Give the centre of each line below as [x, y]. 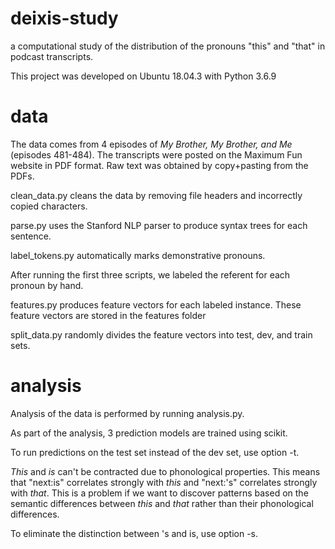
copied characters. [49, 206]
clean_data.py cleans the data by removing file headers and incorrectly [156, 195]
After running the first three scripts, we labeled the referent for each [150, 274]
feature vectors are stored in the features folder [108, 315]
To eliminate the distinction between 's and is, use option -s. [134, 533]
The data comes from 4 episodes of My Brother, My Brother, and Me [151, 144]
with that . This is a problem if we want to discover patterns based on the [159, 493]
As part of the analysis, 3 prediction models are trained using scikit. [149, 433]
